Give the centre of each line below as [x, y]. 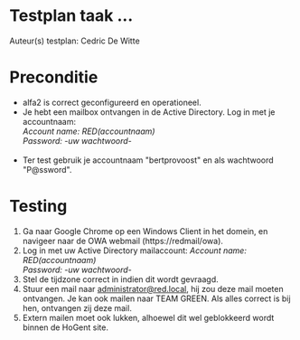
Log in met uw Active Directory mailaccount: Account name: [134, 250]
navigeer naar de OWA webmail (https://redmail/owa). [123, 241]
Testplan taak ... [71, 16]
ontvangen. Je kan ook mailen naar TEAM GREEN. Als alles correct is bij [156, 298]
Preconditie [54, 77]
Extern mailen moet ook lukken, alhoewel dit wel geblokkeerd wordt [148, 317]
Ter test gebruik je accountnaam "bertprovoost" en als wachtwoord [148, 160]
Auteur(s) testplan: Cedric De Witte [75, 41]
